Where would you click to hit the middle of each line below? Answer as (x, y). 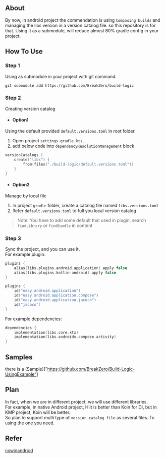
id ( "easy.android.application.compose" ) (56, 295)
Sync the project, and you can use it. (43, 249)
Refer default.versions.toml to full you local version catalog (74, 211)
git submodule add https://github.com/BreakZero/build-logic (70, 86)
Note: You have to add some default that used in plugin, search (82, 220)
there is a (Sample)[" (26, 369)
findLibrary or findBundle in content (55, 226)
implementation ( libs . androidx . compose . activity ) (65, 337)
